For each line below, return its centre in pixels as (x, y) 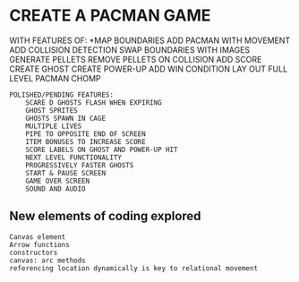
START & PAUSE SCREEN (65, 173)
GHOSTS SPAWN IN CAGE (65, 118)
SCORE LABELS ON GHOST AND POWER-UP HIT (102, 150)
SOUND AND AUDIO (56, 189)
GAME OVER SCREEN (58, 181)
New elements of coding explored (105, 216)
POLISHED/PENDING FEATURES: (62, 95)
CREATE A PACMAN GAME (110, 16)
